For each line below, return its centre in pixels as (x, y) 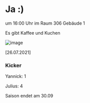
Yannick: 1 (16, 76)
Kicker (13, 65)
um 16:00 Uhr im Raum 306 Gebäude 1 (45, 23)
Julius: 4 (14, 86)
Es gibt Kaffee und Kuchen (33, 33)
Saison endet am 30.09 (29, 96)
